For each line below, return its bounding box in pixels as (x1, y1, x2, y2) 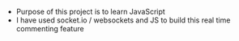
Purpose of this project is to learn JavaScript (15, 7, 166, 16)
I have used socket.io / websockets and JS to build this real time (15, 15, 231, 25)
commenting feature (15, 24, 84, 33)
